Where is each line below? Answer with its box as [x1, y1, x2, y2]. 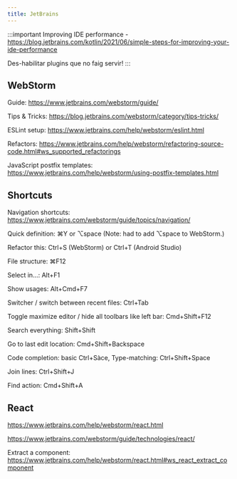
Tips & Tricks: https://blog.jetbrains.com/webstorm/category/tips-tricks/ [7, 112, 219, 121]
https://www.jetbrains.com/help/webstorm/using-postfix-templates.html [7, 169, 219, 177]
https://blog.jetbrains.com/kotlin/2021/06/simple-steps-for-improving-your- [7, 37, 230, 46]
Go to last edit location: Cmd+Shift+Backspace [7, 339, 144, 349]
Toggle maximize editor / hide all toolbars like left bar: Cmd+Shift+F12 [7, 312, 211, 321]
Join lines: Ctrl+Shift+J [7, 367, 75, 376]
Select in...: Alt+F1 [7, 271, 60, 280]
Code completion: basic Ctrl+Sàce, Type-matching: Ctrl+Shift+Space [7, 354, 211, 362]
